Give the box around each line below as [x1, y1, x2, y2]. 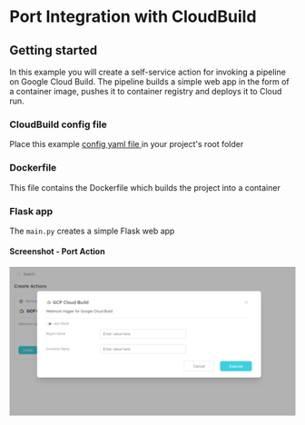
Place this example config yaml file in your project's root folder [9, 139, 244, 150]
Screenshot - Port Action [9, 246, 106, 257]
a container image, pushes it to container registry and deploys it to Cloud [9, 86, 282, 96]
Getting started [9, 43, 98, 58]
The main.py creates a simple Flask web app [9, 225, 175, 236]
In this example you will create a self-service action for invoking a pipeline [9, 66, 286, 77]
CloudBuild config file [9, 118, 107, 131]
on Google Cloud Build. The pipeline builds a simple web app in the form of [9, 76, 290, 87]
